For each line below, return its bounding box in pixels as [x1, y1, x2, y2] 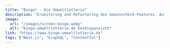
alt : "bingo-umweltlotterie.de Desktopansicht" [10, 26, 112, 31]
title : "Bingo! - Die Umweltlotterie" [5, 7, 87, 12]
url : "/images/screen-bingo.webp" [10, 21, 82, 26]
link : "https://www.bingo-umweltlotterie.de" [5, 30, 103, 35]
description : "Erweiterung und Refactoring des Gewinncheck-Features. [5, 12, 157, 17]
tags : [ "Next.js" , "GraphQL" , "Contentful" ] [5, 35, 101, 40]
